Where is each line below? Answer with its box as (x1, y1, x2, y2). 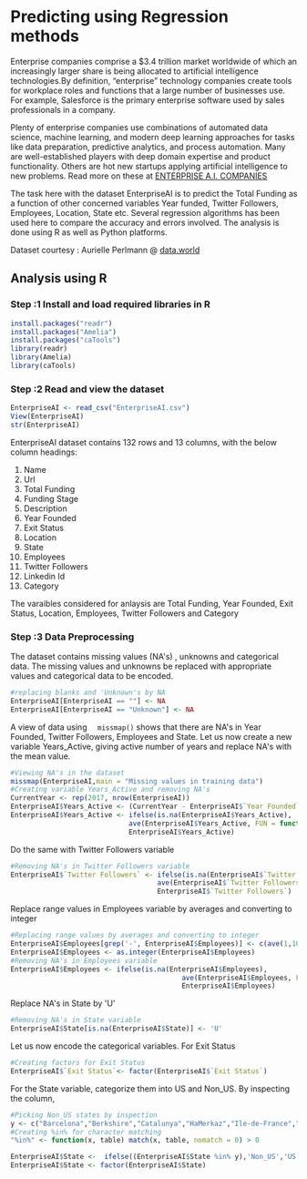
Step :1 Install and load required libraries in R (10, 298, 210, 311)
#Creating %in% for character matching (10, 1127, 162, 1136)
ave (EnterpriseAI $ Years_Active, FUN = (128, 818, 276, 828)
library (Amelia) (10, 353, 72, 362)
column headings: (10, 446, 78, 457)
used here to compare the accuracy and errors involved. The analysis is (10, 217, 280, 228)
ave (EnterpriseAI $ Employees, (181, 973, 292, 982)
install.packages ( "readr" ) (10, 319, 113, 328)
